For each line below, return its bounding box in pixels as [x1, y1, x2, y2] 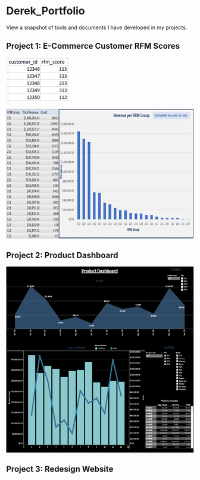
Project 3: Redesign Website [6, 464, 114, 474]
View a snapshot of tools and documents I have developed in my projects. [6, 24, 187, 31]
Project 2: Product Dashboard [6, 250, 118, 261]
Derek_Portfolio [6, 4, 85, 18]
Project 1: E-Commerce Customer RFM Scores [6, 41, 180, 51]
